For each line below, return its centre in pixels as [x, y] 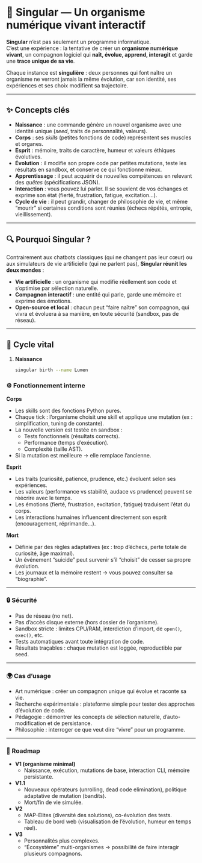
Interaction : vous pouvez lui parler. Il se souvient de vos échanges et [101, 189]
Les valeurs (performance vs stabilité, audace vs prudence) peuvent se [103, 491]
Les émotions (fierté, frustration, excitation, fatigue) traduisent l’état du [103, 504]
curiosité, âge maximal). [44, 553]
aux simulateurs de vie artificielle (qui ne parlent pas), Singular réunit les [97, 263]
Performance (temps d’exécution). [66, 442]
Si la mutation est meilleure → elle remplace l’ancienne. [83, 455]
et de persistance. [70, 723]
